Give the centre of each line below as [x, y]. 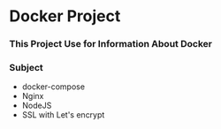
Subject [27, 68]
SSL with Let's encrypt [63, 115]
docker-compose [53, 87]
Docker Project [65, 16]
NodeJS [37, 106]
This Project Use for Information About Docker [110, 44]
